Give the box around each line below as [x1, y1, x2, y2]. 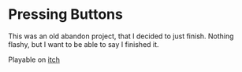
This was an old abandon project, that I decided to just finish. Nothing [8, 31, 234, 41]
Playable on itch [8, 55, 61, 64]
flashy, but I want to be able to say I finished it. [8, 39, 159, 49]
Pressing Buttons [8, 5, 124, 23]
